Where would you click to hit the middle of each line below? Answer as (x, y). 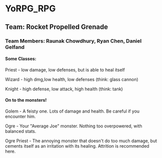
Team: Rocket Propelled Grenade (57, 27)
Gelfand (15, 47)
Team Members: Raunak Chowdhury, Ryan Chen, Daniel (73, 41)
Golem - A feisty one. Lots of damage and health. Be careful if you (72, 111)
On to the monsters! (26, 100)
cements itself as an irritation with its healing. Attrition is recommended (77, 146)
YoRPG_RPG (30, 9)
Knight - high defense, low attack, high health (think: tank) (64, 89)
